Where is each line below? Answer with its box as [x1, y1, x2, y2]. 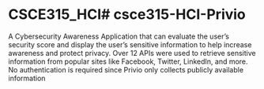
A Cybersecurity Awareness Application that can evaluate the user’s [8, 32, 229, 41]
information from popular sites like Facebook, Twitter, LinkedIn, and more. [8, 57, 248, 66]
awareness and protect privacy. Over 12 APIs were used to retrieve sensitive [8, 48, 256, 57]
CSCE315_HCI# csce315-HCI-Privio [8, 6, 247, 24]
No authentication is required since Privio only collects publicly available [8, 65, 243, 74]
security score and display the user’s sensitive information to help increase [8, 39, 252, 49]
